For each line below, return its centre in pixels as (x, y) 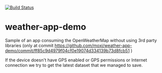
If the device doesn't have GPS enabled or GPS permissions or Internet (76, 60)
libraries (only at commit (29, 45)
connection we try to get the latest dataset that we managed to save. (74, 65)
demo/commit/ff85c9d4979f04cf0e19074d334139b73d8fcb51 (67, 50)
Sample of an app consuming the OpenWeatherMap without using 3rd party (81, 40)
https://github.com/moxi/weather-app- (93, 45)
